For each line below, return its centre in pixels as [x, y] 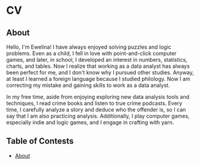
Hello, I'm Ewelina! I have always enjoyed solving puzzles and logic [89, 47]
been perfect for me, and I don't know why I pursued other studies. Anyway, [100, 72]
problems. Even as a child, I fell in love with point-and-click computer [91, 53]
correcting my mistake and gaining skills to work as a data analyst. [88, 85]
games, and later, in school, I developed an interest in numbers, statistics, [97, 60]
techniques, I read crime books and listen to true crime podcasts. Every [94, 103]
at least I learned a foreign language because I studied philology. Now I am [98, 79]
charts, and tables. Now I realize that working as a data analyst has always [98, 66]
